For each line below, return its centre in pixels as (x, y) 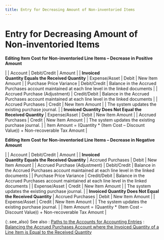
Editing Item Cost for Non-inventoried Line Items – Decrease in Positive (79, 58)
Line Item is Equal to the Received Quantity (48, 232)
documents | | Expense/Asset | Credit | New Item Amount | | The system (78, 186)
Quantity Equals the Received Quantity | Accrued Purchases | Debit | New (81, 160)
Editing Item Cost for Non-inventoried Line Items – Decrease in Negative (80, 140)
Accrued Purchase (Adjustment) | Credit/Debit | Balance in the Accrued (77, 93)
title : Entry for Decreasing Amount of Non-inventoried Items (70, 10)
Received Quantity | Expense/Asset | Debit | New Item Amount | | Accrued (81, 115)
